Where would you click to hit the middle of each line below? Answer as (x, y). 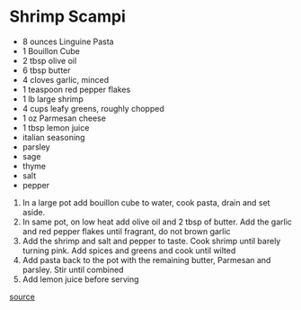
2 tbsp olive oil (49, 60)
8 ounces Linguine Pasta (68, 41)
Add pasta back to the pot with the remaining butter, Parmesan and (146, 260)
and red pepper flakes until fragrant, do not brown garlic (126, 231)
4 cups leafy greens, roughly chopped (93, 108)
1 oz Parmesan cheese (64, 118)
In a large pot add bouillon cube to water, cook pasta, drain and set (146, 202)
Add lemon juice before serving (80, 279)
